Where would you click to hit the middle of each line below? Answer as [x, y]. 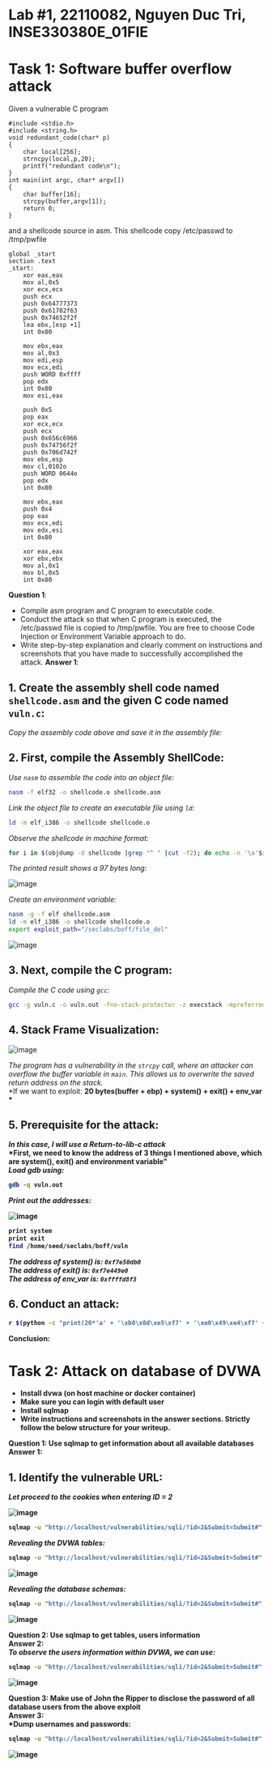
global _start [32, 254]
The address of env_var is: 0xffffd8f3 [73, 1279]
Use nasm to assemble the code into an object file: [91, 777]
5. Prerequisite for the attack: [84, 1125]
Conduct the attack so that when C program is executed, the [121, 619]
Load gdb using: [36, 1170]
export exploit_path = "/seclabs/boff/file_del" [88, 930]
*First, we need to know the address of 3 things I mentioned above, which [135, 1153]
